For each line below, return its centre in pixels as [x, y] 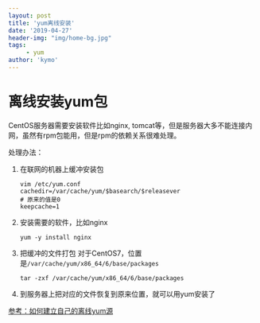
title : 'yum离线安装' [42, 23]
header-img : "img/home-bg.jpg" [60, 38]
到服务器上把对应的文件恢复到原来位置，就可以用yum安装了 [118, 294]
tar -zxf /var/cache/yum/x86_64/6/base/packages [102, 278]
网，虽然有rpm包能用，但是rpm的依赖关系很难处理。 [95, 135]
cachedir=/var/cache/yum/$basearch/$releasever [100, 191]
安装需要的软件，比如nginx [64, 222]
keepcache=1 [39, 206]
